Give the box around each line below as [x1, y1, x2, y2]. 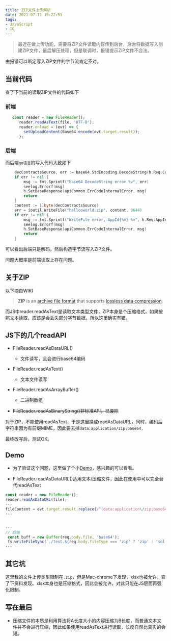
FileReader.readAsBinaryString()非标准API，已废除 [12, 407, 119, 414]
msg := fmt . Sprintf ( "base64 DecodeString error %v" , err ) [23, 179, 149, 184]
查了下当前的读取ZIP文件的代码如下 [5, 89, 79, 95]
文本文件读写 [20, 376, 47, 382]
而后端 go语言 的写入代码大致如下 [5, 159, 71, 166]
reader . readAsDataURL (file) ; [5, 497, 67, 502]
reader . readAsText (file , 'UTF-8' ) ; [18, 120, 95, 125]
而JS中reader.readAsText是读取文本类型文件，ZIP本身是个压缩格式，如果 [5, 308, 159, 314]
